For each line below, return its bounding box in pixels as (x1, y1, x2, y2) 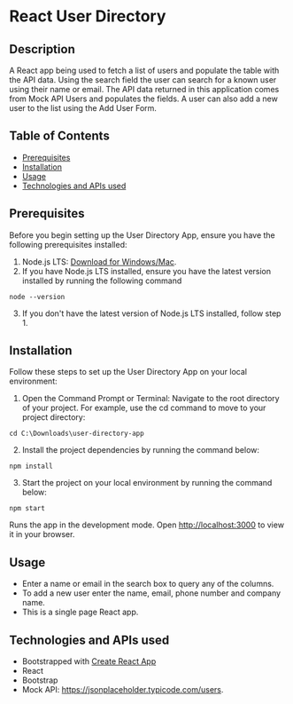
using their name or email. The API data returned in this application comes (9, 84, 280, 94)
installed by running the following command (21, 275, 182, 286)
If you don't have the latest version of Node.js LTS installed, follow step (21, 308, 281, 319)
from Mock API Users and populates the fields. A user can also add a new (9, 93, 279, 104)
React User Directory (9, 6, 166, 27)
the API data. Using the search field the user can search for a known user (9, 75, 277, 85)
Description (9, 42, 75, 57)
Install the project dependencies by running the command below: (21, 445, 259, 455)
